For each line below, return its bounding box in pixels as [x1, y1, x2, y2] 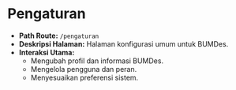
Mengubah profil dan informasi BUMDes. [30, 56, 163, 66]
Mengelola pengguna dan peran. [30, 64, 137, 73]
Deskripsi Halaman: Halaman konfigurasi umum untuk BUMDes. [18, 39, 229, 48]
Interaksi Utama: [18, 47, 75, 57]
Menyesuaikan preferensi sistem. [30, 73, 139, 82]
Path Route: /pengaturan [18, 31, 99, 40]
